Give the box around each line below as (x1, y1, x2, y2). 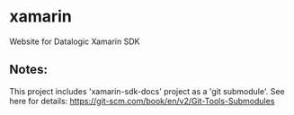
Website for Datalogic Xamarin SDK (9, 36, 140, 47)
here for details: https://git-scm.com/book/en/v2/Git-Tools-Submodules (9, 95, 275, 106)
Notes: (9, 62, 48, 77)
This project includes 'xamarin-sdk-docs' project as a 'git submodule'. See (9, 85, 285, 96)
